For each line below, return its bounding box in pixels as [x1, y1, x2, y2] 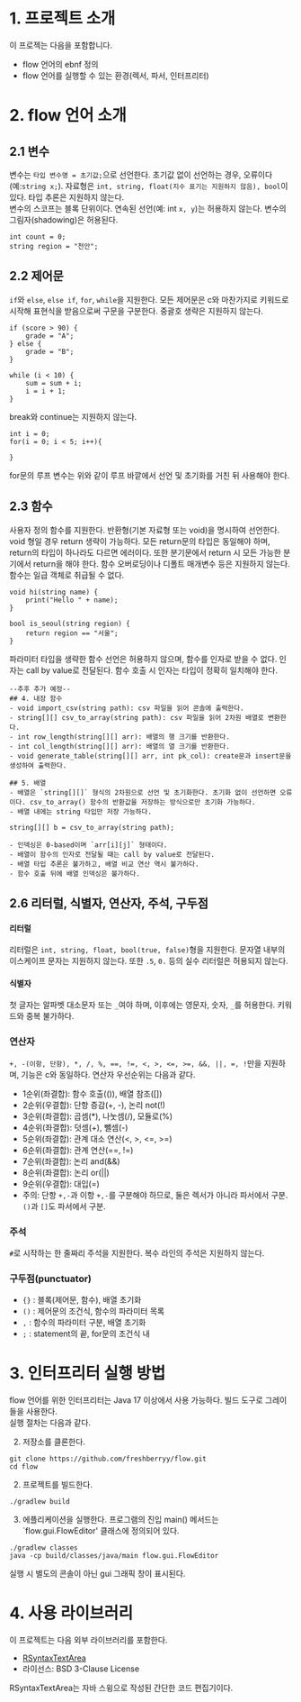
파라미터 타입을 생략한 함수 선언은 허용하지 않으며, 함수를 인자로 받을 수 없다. [9, 653, 278, 664]
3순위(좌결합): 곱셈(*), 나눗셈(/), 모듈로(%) [22, 1110, 173, 1122]
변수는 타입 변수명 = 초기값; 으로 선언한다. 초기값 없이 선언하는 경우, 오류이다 [9, 168, 273, 180]
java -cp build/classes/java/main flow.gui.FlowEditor [9, 1552, 219, 1561]
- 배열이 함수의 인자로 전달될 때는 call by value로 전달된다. [9, 850, 216, 859]
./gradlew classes [9, 1543, 78, 1552]
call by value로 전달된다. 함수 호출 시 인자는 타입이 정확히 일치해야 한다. [25, 664, 279, 676]
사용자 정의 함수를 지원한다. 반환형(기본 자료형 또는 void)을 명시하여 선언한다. [9, 524, 280, 535]
